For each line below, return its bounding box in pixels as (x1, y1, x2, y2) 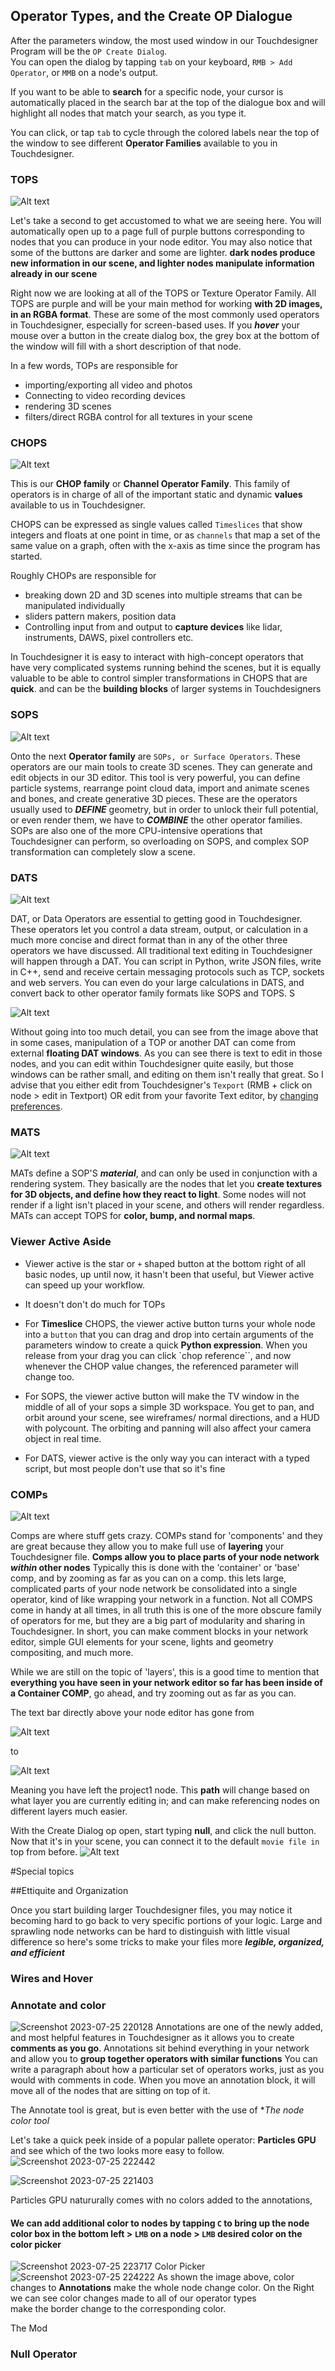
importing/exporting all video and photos (24, 379, 193, 391)
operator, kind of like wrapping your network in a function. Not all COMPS (10, 1593, 313, 1605)
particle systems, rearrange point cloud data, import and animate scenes (10, 782, 310, 794)
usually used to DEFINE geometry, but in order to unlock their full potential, (10, 803, 319, 815)
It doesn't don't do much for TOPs (24, 1298, 166, 1310)
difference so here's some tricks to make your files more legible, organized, (10, 1935, 325, 1948)
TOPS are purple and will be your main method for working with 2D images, (10, 298, 323, 310)
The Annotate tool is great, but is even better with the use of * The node (10, 2104, 305, 2116)
